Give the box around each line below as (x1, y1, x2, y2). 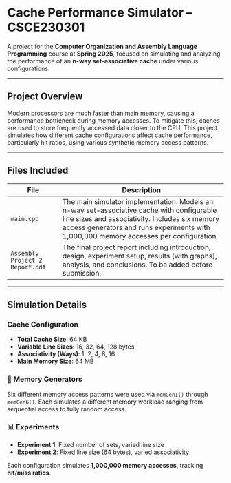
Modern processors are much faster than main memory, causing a (7, 109, 195, 117)
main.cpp (10, 215, 39, 223)
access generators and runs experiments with (62, 223, 211, 232)
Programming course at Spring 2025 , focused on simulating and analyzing (7, 50, 221, 58)
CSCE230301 (7, 19, 85, 35)
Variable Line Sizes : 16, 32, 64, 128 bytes (16, 342, 135, 351)
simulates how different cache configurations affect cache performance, (7, 131, 213, 139)
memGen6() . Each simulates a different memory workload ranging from (7, 398, 203, 406)
